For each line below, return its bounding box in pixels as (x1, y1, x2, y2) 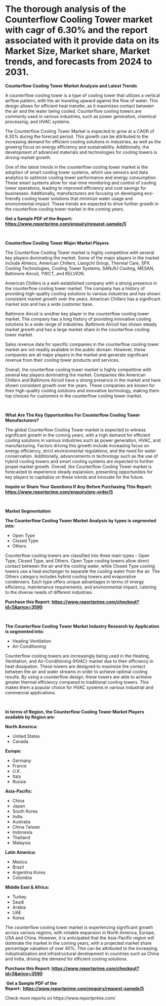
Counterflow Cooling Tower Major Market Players (5, 240, 109, 246)
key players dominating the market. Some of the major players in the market (5, 254, 160, 260)
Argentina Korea (12, 869, 45, 875)
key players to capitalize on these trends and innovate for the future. (5, 474, 144, 480)
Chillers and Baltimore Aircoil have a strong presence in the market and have (5, 377, 161, 383)
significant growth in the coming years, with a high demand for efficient (5, 432, 151, 438)
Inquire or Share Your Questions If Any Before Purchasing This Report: (5, 483, 153, 490)
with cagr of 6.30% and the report (5, 25, 148, 36)
